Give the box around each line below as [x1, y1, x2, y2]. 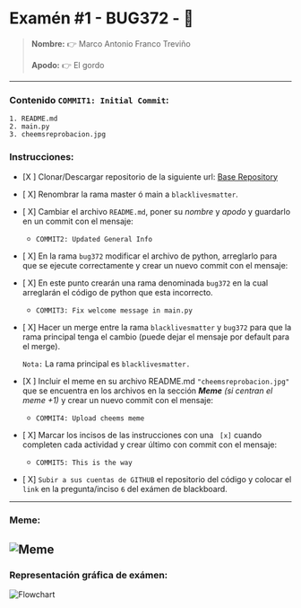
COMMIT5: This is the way [35, 458, 133, 467]
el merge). [21, 340, 61, 351]
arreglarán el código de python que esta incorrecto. [21, 286, 213, 297]
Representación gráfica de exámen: [9, 568, 168, 581]
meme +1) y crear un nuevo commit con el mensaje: [21, 394, 213, 405]
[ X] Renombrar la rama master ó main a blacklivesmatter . [21, 189, 239, 199]
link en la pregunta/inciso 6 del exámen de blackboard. [21, 483, 228, 494]
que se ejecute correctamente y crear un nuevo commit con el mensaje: [21, 260, 288, 270]
